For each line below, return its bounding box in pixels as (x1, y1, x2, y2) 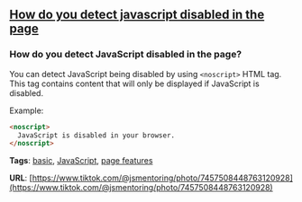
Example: (9, 105, 44, 116)
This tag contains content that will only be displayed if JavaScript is (9, 78, 260, 89)
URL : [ (9, 172, 33, 183)
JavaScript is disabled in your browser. (17, 130, 176, 140)
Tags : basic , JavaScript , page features (9, 155, 153, 166)
